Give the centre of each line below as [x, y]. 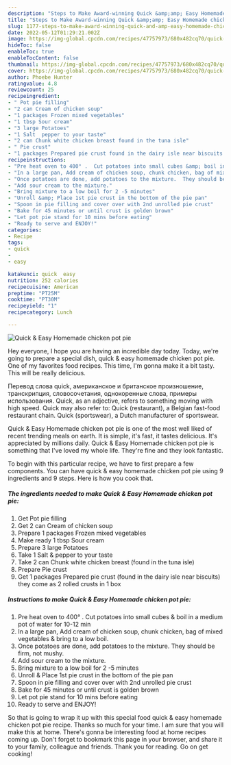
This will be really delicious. [47, 373]
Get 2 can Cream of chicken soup [65, 525]
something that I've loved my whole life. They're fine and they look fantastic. [115, 450]
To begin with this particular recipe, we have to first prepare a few [101, 464]
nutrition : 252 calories [43, 280]
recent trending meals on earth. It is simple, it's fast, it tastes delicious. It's [113, 436]
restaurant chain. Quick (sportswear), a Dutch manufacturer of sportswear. [113, 415]
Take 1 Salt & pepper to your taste [65, 555]
